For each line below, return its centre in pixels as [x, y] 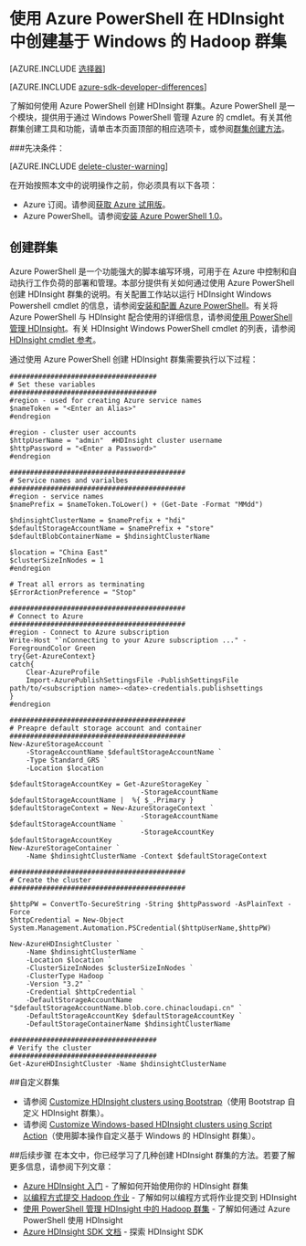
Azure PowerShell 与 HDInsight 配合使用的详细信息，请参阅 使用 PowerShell [151, 317]
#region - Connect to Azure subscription [90, 632]
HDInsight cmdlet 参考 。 [55, 340]
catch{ [22, 664]
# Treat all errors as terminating [77, 584]
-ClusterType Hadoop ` [69, 976]
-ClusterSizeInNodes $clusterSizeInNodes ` [110, 968]
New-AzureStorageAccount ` [61, 744]
